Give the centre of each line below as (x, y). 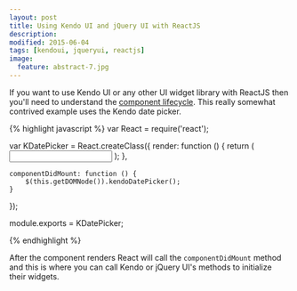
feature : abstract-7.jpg (63, 68)
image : (21, 59)
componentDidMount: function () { (73, 174)
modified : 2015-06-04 (49, 42)
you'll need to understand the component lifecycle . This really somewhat (142, 101)
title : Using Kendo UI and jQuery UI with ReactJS (105, 26)
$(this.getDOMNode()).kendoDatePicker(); (103, 182)
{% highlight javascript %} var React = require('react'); (109, 128)
